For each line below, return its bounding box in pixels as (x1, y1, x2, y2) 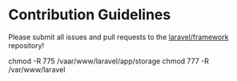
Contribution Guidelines (8, 6, 171, 24)
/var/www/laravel (8, 64, 66, 74)
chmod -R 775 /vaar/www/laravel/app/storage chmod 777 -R (8, 56, 210, 66)
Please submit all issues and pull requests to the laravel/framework (8, 32, 229, 42)
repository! (8, 40, 45, 50)
